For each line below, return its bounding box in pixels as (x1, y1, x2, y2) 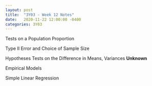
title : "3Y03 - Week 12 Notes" (5, 12, 74, 17)
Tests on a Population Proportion (5, 36, 75, 42)
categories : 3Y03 (5, 21, 42, 27)
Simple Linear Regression (5, 75, 59, 81)
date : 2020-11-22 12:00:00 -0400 (5, 17, 81, 22)
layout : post (5, 7, 33, 13)
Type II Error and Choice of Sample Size (5, 45, 90, 51)
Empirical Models (5, 65, 42, 71)
